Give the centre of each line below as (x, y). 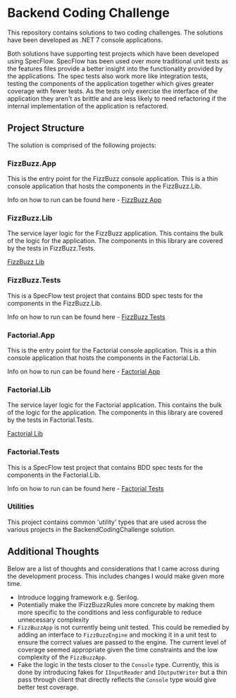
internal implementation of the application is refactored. (88, 106)
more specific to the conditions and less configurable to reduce (110, 612)
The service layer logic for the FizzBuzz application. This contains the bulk (116, 233)
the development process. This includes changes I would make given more (116, 576)
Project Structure (46, 128)
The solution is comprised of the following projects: (82, 145)
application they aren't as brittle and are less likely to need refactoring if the (117, 98)
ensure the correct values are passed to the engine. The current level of (122, 642)
